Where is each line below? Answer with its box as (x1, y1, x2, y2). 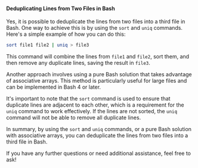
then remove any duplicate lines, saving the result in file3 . (6, 60, 151, 67)
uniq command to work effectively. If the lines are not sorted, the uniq (6, 108, 178, 115)
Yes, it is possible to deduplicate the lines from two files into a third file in (6, 18, 185, 25)
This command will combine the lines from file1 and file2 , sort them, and (6, 53, 190, 60)
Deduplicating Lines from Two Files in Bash (6, 5, 115, 12)
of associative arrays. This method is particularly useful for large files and (6, 77, 187, 85)
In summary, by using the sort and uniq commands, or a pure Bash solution (6, 126, 192, 133)
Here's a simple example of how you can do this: (6, 30, 126, 38)
